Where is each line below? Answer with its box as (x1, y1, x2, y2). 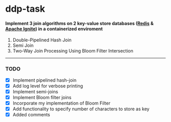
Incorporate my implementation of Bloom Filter (12, 100, 110, 106)
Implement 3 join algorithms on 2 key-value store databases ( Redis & (5, 20, 154, 26)
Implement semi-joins (12, 88, 59, 94)
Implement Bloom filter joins (12, 94, 72, 100)
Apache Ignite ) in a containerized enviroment (5, 26, 103, 32)
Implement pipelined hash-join (12, 77, 77, 83)
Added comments (12, 112, 50, 118)
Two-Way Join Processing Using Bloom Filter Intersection (12, 48, 134, 54)
